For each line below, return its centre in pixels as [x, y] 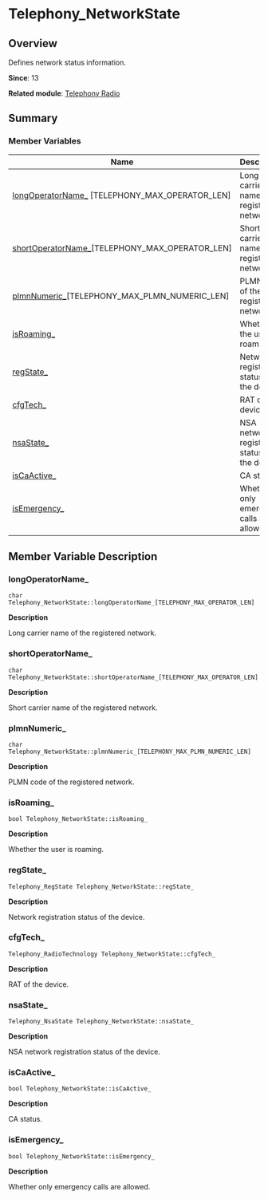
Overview [33, 43]
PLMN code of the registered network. [71, 782]
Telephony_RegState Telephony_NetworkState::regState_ [101, 886]
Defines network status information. [67, 62]
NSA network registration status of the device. [85, 1052]
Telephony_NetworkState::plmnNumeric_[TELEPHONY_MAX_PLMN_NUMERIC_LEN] [130, 751]
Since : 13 [24, 78]
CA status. [25, 1119]
